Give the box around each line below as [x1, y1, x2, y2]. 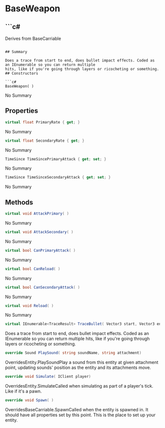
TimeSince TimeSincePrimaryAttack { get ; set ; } [5, 156, 107, 161]
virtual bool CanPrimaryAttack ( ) [5, 248, 76, 253]
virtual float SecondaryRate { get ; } [5, 138, 84, 143]
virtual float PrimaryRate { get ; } [5, 120, 80, 124]
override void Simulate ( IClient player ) [5, 374, 91, 379]
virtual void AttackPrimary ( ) [5, 211, 69, 216]
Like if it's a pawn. [5, 388, 42, 394]
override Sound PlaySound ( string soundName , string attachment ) [5, 350, 141, 356]
